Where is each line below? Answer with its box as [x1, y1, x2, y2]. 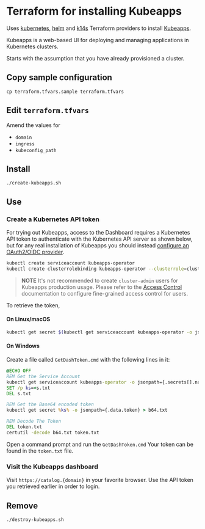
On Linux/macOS [6, 316, 51, 323]
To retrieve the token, [6, 301, 60, 309]
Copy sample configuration [6, 72, 113, 83]
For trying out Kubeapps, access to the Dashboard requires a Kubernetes [6, 229, 190, 236]
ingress [15, 140, 35, 147]
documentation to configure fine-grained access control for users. [21, 290, 188, 297]
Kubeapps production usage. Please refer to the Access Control [21, 283, 182, 291]
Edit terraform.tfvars [6, 105, 90, 115]
